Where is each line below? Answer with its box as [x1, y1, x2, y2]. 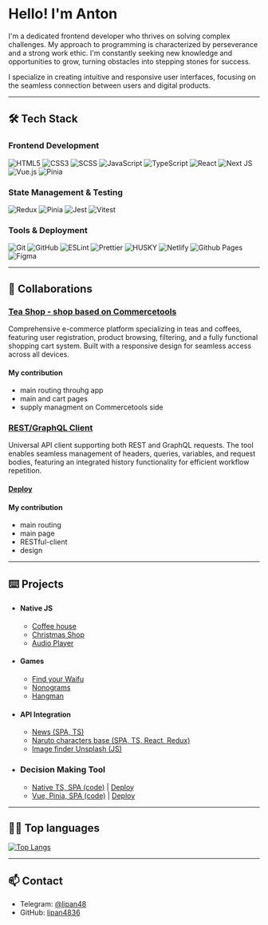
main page [19, 528, 55, 539]
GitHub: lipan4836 [19, 907, 81, 918]
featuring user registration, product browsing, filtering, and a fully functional [8, 332, 258, 342]
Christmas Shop [31, 630, 85, 639]
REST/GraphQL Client [8, 422, 93, 433]
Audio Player [31, 638, 74, 647]
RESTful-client [19, 537, 68, 547]
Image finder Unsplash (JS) [31, 744, 122, 754]
